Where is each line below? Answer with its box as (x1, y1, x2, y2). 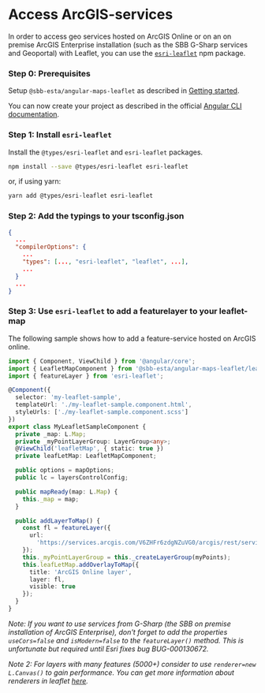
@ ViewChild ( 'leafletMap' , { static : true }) (15, 445, 164, 453)
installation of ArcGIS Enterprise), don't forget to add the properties (8, 627, 228, 636)
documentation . (8, 110, 60, 119)
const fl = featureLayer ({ (22, 524, 111, 532)
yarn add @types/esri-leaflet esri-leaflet (8, 192, 154, 200)
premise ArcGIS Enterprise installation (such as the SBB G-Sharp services (8, 39, 248, 49)
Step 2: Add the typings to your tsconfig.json (8, 211, 185, 222)
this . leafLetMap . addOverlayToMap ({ (22, 561, 140, 568)
